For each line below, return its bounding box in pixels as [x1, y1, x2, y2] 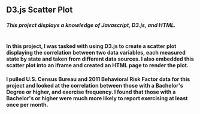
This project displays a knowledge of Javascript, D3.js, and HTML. [6, 21, 176, 29]
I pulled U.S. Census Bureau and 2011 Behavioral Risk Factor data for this [6, 75, 190, 83]
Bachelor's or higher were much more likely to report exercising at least [6, 94, 188, 101]
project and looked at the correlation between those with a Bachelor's [6, 82, 184, 89]
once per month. [6, 101, 49, 108]
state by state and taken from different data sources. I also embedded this [6, 55, 195, 62]
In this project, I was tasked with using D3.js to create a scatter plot [6, 43, 177, 50]
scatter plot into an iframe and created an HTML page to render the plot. [6, 62, 189, 69]
